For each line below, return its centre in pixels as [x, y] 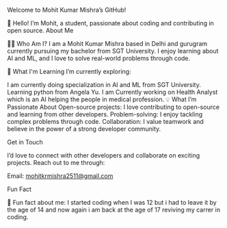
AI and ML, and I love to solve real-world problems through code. [99, 58]
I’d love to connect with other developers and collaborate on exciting [104, 155]
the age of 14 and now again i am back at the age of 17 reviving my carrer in [114, 210]
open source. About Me [40, 30]
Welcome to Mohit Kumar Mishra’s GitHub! [67, 10]
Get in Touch [25, 142]
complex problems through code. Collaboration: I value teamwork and [105, 122]
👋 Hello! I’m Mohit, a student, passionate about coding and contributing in [110, 23]
